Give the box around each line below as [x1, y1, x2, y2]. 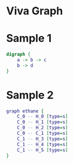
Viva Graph [6, 4, 63, 18]
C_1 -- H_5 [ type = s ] [17, 147, 68, 153]
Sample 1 [6, 32, 52, 45]
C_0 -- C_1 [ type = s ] [17, 130, 68, 136]
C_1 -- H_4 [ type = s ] [17, 141, 68, 147]
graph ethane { [6, 108, 44, 114]
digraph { [6, 51, 31, 57]
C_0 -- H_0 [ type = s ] [17, 114, 68, 120]
